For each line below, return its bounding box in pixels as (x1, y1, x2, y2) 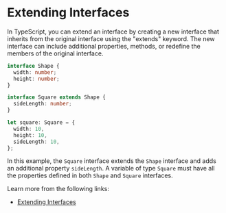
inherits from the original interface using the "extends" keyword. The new (7, 34, 215, 42)
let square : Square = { (7, 119, 76, 126)
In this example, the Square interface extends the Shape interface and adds (7, 157, 216, 165)
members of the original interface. (7, 49, 104, 58)
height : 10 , (13, 131, 48, 138)
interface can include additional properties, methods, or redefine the (7, 42, 201, 50)
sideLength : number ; (13, 101, 72, 108)
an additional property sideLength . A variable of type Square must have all (7, 164, 215, 173)
